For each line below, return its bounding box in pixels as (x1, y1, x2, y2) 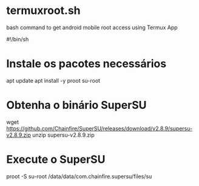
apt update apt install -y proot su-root (6, 77, 101, 84)
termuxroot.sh (6, 4, 81, 18)
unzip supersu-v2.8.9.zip (32, 131, 95, 139)
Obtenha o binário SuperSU (6, 98, 147, 112)
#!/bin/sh (6, 35, 29, 43)
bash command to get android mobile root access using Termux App (6, 24, 178, 31)
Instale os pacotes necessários (6, 57, 167, 71)
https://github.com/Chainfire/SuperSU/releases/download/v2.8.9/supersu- (6, 125, 193, 132)
